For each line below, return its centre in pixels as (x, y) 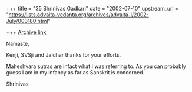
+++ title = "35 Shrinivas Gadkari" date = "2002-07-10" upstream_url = (92, 8)
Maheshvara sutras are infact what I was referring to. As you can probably (96, 66)
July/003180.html (27, 21)
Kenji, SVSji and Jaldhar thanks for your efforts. (64, 55)
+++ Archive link (26, 32)
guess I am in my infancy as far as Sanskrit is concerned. (75, 72)
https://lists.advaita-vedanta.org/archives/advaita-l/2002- (79, 15)
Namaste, (18, 44)
